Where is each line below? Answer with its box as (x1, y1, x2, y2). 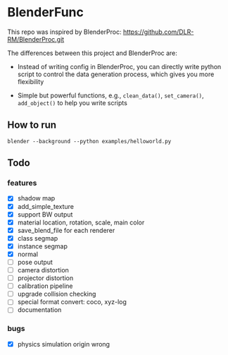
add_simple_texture (17, 202, 74, 210)
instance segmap (17, 241, 68, 251)
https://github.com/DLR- (122, 28, 194, 36)
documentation (17, 306, 62, 314)
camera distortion (17, 266, 69, 274)
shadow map (17, 194, 56, 203)
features (7, 178, 37, 188)
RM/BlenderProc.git (7, 35, 65, 43)
